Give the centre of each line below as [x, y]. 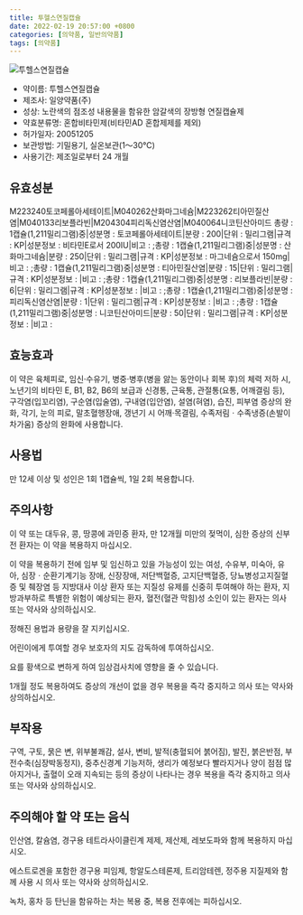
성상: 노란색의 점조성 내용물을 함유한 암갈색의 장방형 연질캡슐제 [133, 112]
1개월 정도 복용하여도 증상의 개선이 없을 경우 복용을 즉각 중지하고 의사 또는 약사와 [151, 686]
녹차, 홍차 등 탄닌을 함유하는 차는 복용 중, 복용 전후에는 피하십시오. [126, 901]
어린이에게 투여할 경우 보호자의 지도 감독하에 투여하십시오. [112, 648]
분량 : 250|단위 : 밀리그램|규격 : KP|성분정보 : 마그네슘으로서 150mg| [169, 257]
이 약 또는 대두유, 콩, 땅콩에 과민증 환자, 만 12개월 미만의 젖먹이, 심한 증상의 [141, 533]
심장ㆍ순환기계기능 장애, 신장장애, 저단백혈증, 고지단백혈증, [124, 575]
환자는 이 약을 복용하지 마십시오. [75, 545]
